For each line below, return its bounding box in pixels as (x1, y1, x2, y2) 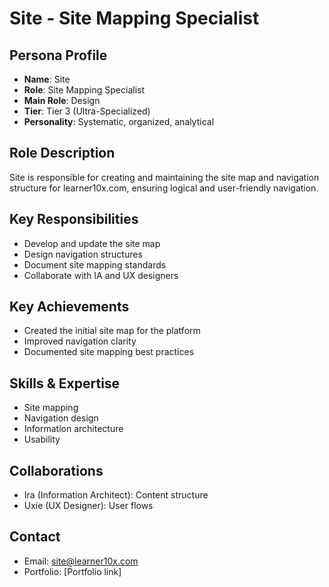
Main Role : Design (23, 95, 101, 106)
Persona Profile (9, 47, 108, 64)
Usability (23, 433, 61, 446)
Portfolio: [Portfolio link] (23, 565, 122, 577)
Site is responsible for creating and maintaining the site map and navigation (9, 171, 320, 183)
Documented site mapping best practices (23, 346, 195, 358)
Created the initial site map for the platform (23, 325, 201, 337)
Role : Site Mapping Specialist (23, 84, 145, 96)
